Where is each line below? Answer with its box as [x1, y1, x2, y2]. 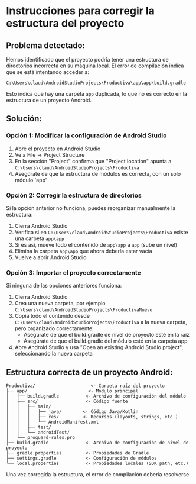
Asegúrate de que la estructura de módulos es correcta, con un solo [14, 170, 181, 177]
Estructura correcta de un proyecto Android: [6, 367, 173, 377]
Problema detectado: [6, 40, 86, 50]
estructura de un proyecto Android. [6, 96, 92, 104]
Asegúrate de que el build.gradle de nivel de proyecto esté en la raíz [23, 331, 190, 338]
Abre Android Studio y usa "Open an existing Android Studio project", [14, 344, 184, 351]
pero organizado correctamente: [14, 325, 94, 332]
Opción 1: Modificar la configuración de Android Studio [6, 131, 167, 140]
